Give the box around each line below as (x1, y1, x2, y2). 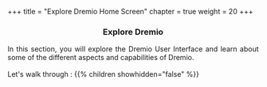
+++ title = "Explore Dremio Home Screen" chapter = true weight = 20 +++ (7, 7, 253, 16)
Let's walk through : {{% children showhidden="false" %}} (7, 70, 200, 79)
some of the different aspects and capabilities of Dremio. (7, 53, 194, 62)
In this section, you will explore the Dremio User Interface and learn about (7, 44, 259, 54)
